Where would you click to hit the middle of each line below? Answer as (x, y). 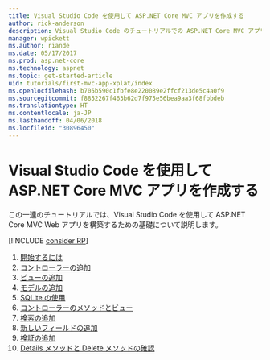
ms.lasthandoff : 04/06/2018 (55, 121)
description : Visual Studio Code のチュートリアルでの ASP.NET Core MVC (127, 31)
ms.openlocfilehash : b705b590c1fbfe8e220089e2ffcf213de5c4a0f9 (117, 91)
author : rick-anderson (46, 23)
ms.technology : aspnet (46, 68)
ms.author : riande (39, 46)
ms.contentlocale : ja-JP (50, 114)
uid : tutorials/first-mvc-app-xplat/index (80, 83)
